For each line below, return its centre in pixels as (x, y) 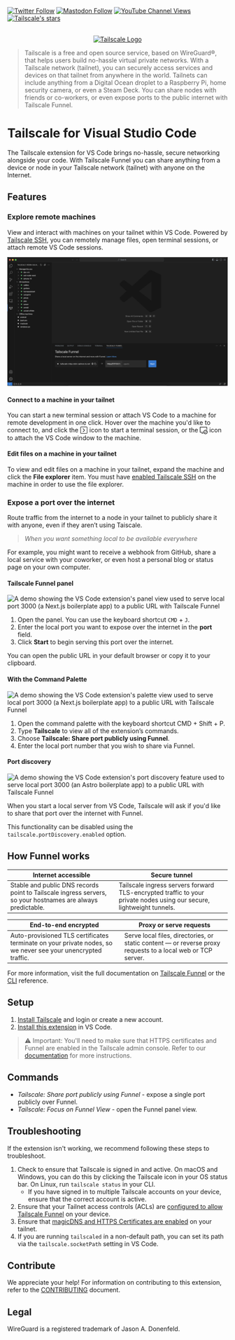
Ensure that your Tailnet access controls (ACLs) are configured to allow (120, 1206)
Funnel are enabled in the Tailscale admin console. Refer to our (115, 1048)
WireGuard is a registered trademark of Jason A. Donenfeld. (94, 1329)
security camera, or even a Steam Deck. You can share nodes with (120, 90)
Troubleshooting (44, 1132)
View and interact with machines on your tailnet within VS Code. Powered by (117, 232)
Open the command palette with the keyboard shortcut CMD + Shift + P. (121, 723)
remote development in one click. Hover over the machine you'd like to (109, 423)
